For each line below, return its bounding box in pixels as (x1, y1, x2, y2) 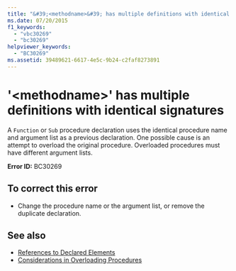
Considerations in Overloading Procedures (17, 256, 142, 265)
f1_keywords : (7, 23, 46, 31)
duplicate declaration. (17, 209, 82, 217)
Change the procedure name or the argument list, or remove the (17, 201, 205, 210)
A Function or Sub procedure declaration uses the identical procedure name (7, 126, 228, 134)
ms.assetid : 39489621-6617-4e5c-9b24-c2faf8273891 (7, 57, 160, 64)
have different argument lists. (7, 148, 94, 157)
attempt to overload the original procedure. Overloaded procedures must (7, 140, 220, 149)
